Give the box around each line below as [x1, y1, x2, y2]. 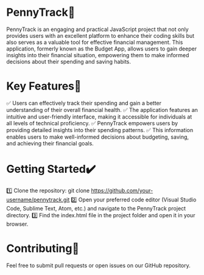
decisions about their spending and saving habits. [6, 58, 132, 65]
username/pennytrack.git [6, 196, 70, 203]
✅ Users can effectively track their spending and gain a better [6, 99, 162, 106]
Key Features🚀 [6, 79, 82, 93]
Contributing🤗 [6, 242, 80, 255]
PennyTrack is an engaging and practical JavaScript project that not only [6, 26, 189, 33]
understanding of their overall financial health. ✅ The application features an [6, 106, 198, 113]
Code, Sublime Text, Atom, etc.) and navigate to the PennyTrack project [6, 204, 186, 212]
